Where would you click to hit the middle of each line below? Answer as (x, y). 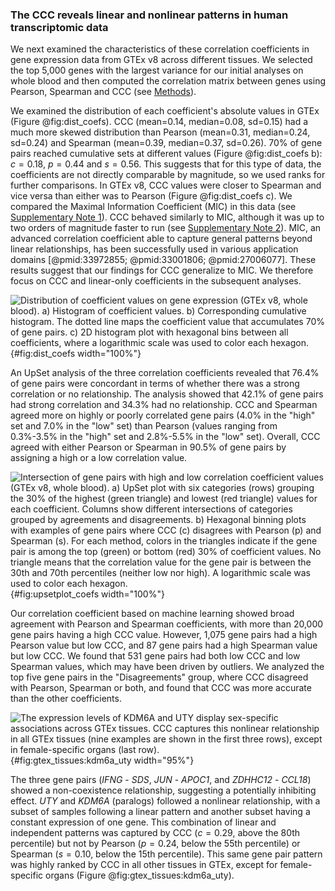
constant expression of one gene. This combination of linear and (143, 822)
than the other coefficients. (66, 699)
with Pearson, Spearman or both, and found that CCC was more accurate (161, 688)
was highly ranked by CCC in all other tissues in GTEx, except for (144, 865)
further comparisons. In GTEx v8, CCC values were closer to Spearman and (166, 185)
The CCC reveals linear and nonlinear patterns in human (149, 15)
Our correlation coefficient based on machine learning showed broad (152, 614)
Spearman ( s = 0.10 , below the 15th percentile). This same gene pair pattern (166, 854)
